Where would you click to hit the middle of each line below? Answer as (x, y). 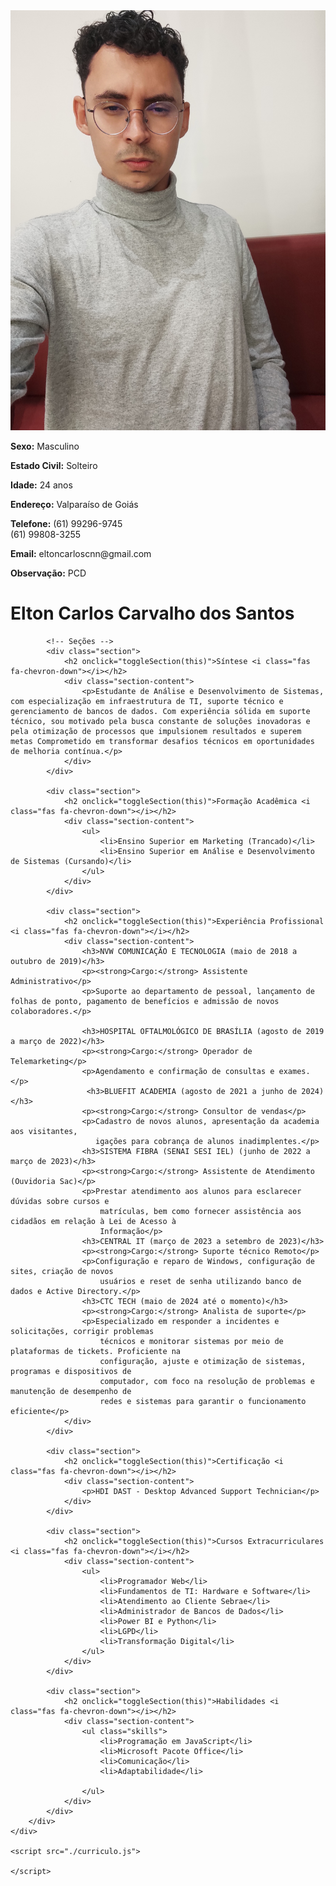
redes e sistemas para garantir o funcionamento (203, 1401)
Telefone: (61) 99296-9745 (66, 523)
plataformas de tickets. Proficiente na (96, 1351)
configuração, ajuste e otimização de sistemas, (203, 1361)
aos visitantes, (44, 1131)
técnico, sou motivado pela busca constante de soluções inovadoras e (160, 721)
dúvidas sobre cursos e (60, 1201)
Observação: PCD (48, 573)
